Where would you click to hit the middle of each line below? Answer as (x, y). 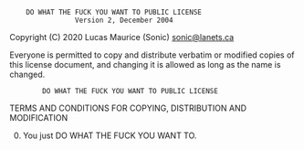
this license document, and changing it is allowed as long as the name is (145, 64)
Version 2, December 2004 (124, 20)
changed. (27, 74)
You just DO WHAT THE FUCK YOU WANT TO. (110, 135)
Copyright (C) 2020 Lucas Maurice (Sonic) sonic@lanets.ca (122, 37)
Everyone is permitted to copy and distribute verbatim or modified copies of (152, 55)
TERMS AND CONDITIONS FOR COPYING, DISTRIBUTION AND (128, 108)
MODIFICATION (39, 118)
